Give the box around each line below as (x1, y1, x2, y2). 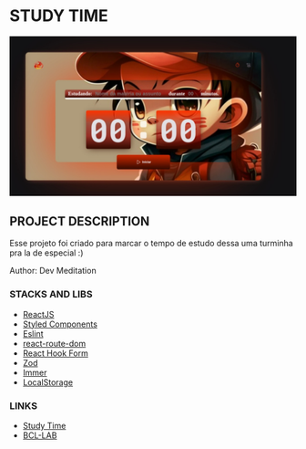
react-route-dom (22, 338, 87, 349)
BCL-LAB (22, 430, 57, 441)
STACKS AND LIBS (9, 288, 93, 301)
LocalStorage (22, 376, 74, 388)
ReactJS (22, 308, 55, 319)
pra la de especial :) (9, 247, 84, 258)
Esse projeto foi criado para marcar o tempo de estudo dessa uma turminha (9, 238, 293, 249)
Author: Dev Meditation (9, 266, 97, 277)
